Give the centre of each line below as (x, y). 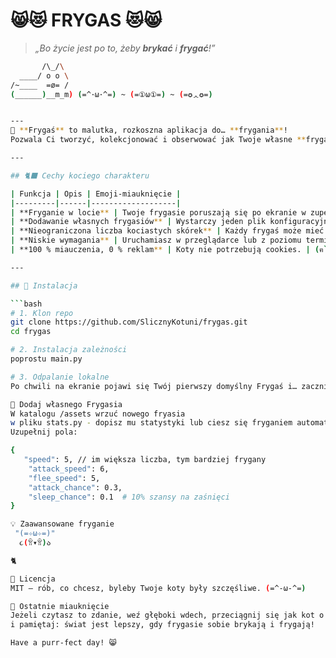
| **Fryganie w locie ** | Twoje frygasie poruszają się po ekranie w (158, 212)
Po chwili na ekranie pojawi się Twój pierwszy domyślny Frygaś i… (154, 386)
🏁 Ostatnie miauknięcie (60, 606)
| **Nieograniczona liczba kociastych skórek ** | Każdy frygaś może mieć (167, 231)
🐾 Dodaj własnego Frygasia (66, 404)
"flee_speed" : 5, (64, 478)
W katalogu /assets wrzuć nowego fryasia (98, 414)
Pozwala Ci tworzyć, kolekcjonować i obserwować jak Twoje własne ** (158, 140)
